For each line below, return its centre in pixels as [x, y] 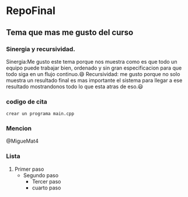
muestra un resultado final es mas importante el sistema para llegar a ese [94, 80]
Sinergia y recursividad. [41, 49]
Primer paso [29, 169]
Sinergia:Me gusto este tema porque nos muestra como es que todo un [92, 61]
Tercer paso [46, 181]
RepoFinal [31, 11]
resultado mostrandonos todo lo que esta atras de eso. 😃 [75, 87]
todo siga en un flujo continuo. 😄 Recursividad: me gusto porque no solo [93, 74]
